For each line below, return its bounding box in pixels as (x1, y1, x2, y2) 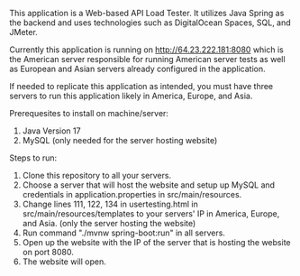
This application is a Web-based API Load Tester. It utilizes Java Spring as (9, 8, 285, 18)
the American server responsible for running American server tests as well (9, 54, 286, 64)
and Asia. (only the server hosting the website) (22, 218, 196, 228)
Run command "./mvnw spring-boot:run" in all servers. (22, 227, 225, 238)
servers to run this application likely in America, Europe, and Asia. (9, 90, 253, 101)
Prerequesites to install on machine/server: (9, 108, 169, 118)
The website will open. (22, 256, 106, 267)
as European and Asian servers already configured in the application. (9, 63, 266, 74)
